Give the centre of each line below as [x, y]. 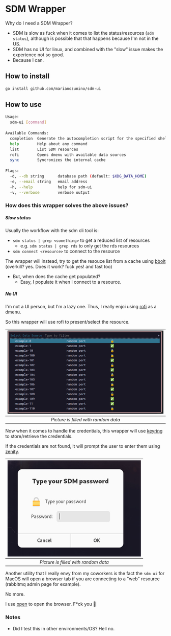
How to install [27, 76]
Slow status [18, 218]
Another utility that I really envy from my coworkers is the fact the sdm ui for [85, 574]
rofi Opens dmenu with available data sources [68, 155]
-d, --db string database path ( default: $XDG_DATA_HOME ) [78, 176]
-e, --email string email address [49, 181]
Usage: [12, 117]
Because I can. [28, 60]
